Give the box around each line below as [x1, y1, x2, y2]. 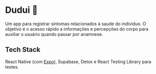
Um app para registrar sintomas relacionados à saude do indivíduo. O [5, 21, 147, 27]
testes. [5, 64, 19, 70]
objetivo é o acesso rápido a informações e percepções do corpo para [5, 26, 149, 32]
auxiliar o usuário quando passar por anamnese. [5, 31, 104, 37]
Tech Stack [5, 45, 40, 54]
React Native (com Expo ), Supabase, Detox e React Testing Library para [5, 59, 152, 65]
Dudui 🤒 [5, 4, 38, 16]
